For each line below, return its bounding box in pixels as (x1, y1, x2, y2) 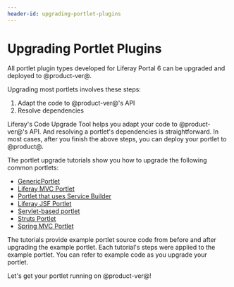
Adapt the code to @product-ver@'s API (17, 98, 135, 107)
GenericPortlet (17, 177, 61, 185)
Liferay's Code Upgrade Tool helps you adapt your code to (7, 120, 178, 128)
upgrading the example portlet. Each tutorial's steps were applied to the (7, 243, 216, 251)
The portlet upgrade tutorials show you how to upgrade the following (7, 155, 207, 164)
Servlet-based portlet (17, 207, 80, 215)
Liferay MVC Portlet (17, 184, 75, 193)
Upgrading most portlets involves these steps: (7, 85, 141, 94)
